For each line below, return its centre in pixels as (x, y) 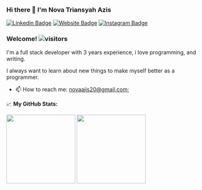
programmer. (23, 77)
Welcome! (22, 39)
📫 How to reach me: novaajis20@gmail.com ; (72, 89)
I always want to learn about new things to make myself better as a (91, 70)
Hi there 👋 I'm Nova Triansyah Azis (59, 10)
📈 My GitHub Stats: (32, 104)
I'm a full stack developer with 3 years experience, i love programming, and (101, 52)
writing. (16, 59)
